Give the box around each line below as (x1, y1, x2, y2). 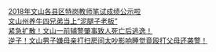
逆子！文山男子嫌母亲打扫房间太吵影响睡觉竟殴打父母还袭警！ (8, 36, 208, 45)
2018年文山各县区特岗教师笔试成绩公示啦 (8, 7, 141, 16)
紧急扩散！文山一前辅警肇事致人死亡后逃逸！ (8, 26, 153, 35)
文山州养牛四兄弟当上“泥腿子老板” (8, 16, 118, 26)
